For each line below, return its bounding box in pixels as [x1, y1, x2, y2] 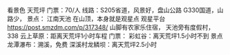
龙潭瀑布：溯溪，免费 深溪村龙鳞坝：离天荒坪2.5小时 [7, 41, 157, 48]
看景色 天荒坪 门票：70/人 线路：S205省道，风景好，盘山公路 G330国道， [7, 6, 218, 14]
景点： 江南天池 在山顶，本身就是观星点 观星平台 [26, 14, 166, 23]
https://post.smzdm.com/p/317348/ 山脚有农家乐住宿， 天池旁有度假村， [7, 23, 215, 31]
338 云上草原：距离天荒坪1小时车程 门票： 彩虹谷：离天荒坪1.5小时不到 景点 [7, 32, 223, 40]
